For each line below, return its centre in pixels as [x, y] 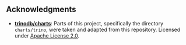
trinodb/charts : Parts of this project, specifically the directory [89, 23]
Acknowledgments [41, 10]
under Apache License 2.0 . [47, 35]
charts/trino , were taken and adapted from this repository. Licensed [97, 29]
